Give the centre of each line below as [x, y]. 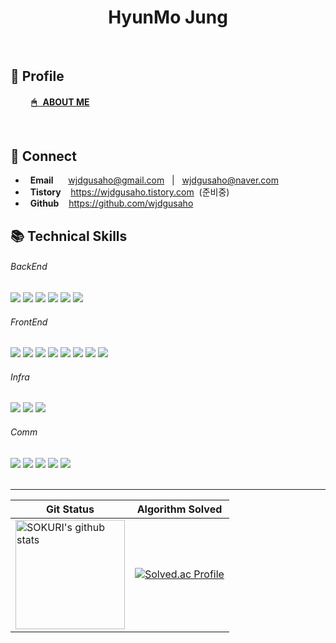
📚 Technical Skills [69, 236]
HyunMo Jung [168, 17]
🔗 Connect [43, 156]
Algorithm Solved [179, 509]
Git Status [70, 509]
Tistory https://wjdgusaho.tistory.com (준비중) [129, 192]
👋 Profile [37, 76]
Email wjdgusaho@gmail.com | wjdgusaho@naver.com [154, 180]
